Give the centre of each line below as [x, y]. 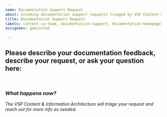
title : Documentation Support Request [45, 19]
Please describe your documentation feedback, [80, 53]
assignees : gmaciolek [28, 28]
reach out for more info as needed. [41, 110]
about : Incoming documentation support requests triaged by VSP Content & [84, 14]
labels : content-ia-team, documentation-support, [58, 24]
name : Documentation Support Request [44, 10]
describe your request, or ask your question [75, 60]
